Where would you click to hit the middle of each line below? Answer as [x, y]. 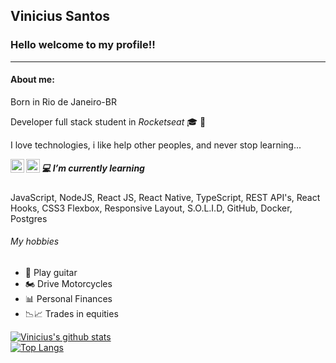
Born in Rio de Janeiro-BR [63, 101]
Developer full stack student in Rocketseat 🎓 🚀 [108, 121]
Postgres [29, 218]
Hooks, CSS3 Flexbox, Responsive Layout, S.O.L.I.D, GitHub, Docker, [151, 208]
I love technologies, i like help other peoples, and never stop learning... [156, 145]
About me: [32, 80]
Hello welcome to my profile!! [83, 45]
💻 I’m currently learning [93, 168]
